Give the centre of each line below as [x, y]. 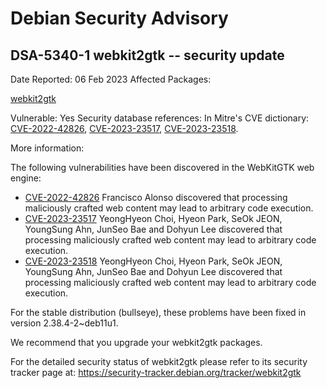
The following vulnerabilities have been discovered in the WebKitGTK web [162, 167]
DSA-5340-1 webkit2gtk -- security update [147, 55]
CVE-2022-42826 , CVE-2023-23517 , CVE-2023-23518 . [124, 128]
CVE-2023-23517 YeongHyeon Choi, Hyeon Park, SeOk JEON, [153, 218]
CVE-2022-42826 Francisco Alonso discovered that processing [156, 197]
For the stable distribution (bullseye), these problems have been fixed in [158, 312]
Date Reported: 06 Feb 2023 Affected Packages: [111, 79]
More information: [47, 148]
